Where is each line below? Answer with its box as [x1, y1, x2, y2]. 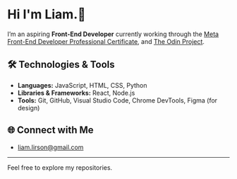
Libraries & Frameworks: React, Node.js [17, 88, 135, 97]
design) [17, 103, 40, 112]
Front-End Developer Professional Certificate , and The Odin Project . [7, 37, 205, 45]
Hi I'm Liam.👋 [7, 6, 86, 23]
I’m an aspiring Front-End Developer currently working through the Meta [7, 30, 219, 38]
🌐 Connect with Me [7, 124, 94, 137]
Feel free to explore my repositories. [7, 163, 113, 172]
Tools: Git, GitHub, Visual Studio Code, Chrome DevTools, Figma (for [17, 96, 217, 105]
